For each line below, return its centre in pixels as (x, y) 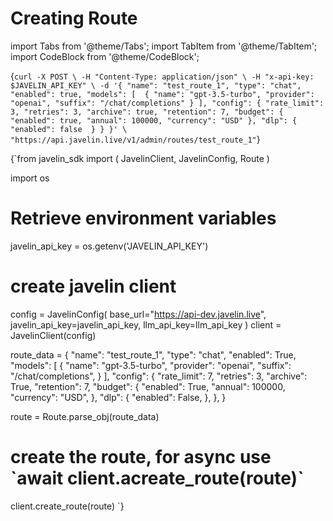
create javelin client (93, 286)
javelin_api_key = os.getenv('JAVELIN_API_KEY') (109, 246)
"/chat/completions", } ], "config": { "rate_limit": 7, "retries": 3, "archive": (159, 376)
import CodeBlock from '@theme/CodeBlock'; (105, 56)
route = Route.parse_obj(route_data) (85, 416)
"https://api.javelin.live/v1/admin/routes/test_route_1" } (135, 139)
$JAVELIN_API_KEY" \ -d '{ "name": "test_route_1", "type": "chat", (156, 85)
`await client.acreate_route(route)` (157, 478)
